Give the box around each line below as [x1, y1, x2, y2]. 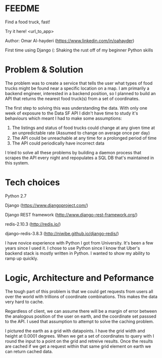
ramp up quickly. [5, 255, 39, 261]
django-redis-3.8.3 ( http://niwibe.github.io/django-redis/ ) [5, 230, 119, 236]
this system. [5, 160, 29, 165]
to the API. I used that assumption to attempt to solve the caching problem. [5, 318, 154, 324]
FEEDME [5, 3, 40, 14]
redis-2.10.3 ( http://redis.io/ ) [5, 221, 61, 227]
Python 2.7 [5, 193, 27, 199]
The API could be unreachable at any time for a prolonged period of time [12, 135, 157, 141]
